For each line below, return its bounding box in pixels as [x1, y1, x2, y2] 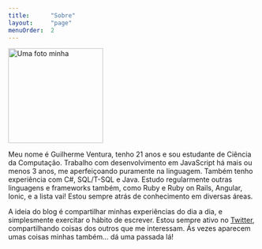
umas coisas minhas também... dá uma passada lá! [8, 232, 174, 242]
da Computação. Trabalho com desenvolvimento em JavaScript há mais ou [8, 158, 253, 168]
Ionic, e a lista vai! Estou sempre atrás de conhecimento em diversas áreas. [8, 191, 253, 202]
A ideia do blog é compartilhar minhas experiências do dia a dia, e [8, 207, 223, 217]
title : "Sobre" [8, 11, 77, 20]
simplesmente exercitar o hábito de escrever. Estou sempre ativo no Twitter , [8, 215, 255, 225]
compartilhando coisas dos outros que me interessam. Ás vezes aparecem [8, 224, 251, 233]
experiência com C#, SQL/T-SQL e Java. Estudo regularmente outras [8, 175, 233, 184]
